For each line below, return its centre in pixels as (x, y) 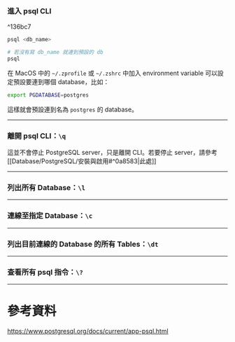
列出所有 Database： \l (47, 188)
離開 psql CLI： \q (37, 136)
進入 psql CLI (29, 11)
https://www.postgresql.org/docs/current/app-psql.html (88, 331)
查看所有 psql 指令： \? (45, 272)
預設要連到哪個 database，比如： (61, 81)
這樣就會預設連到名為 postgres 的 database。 (73, 109)
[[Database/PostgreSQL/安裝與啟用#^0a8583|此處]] (82, 161)
